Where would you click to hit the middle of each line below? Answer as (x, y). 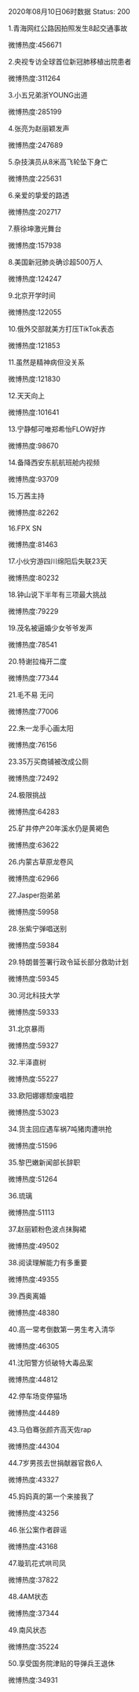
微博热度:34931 (33, 1680)
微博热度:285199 (35, 112)
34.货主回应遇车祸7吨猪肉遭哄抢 (60, 1129)
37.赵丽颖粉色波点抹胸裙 (47, 1229)
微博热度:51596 (33, 1145)
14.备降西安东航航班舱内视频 (54, 462)
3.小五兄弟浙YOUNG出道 (48, 95)
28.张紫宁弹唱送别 (37, 929)
